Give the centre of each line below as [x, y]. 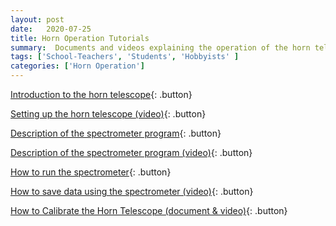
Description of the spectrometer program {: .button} [116, 133]
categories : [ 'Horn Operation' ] [77, 66]
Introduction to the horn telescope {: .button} [101, 94]
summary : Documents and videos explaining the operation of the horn [160, 47]
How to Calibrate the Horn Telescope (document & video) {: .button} [149, 210]
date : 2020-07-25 [51, 29]
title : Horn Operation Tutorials [80, 38]
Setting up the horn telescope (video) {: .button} [108, 114]
